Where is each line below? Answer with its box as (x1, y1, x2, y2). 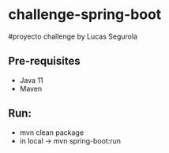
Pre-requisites (8, 54, 81, 68)
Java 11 (19, 75, 43, 84)
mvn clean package (19, 128, 84, 137)
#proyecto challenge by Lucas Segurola (8, 32, 138, 41)
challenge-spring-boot (8, 6, 162, 24)
